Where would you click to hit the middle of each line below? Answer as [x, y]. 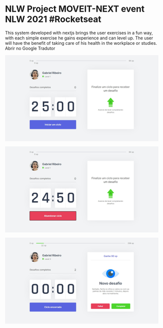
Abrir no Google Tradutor [30, 48]
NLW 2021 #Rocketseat [53, 19]
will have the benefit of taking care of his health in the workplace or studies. [81, 43]
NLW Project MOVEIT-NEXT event [75, 9]
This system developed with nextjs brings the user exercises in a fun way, [79, 33]
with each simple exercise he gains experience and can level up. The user [79, 38]
